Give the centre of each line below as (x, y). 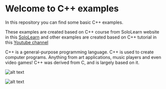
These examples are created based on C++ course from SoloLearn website (82, 32)
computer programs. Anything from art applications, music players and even (83, 57)
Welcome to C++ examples (62, 9)
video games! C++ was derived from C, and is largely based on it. (72, 62)
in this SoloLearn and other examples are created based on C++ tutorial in (81, 37)
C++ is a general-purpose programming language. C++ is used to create (80, 52)
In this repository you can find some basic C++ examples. (64, 22)
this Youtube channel (27, 42)
